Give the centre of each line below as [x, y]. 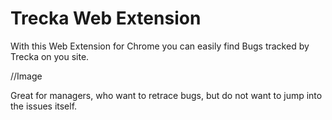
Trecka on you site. [50, 56]
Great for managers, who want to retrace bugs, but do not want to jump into [166, 95]
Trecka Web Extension [106, 18]
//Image [26, 76]
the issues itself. [44, 106]
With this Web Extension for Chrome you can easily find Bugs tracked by [160, 46]
